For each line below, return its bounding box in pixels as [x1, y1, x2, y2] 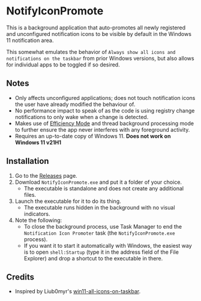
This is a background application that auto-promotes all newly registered [6, 24, 186, 31]
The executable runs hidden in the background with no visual [23, 203, 175, 211]
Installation [6, 156, 49, 166]
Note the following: [14, 217, 62, 224]
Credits [6, 272, 35, 282]
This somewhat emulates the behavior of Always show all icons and [6, 48, 176, 55]
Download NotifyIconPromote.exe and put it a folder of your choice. [14, 178, 182, 186]
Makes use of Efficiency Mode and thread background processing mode [14, 120, 194, 127]
